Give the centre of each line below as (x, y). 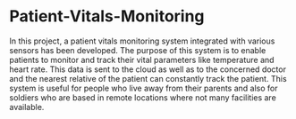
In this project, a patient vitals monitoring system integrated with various (142, 41)
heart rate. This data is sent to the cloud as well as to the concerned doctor (148, 69)
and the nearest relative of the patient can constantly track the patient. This (148, 78)
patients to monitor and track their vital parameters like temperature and (142, 59)
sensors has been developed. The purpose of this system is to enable (138, 50)
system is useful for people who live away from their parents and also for (144, 88)
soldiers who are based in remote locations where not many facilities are (143, 97)
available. (27, 107)
